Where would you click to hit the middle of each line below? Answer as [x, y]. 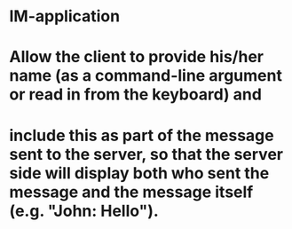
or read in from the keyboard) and [135, 95]
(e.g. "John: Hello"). [84, 211]
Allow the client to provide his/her [137, 57]
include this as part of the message [142, 135]
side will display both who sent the [139, 173]
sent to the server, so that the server [146, 154]
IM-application [65, 16]
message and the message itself [131, 192]
